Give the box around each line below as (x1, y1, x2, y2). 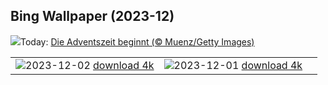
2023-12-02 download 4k (25, 58, 155, 72)
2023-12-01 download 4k (173, 58, 303, 72)
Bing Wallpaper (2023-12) (10, 8, 175, 25)
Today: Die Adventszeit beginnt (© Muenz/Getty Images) (20, 35, 255, 48)
